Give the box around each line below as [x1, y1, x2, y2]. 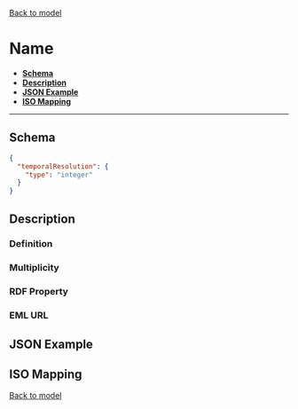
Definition [9, 238, 53, 250]
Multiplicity [9, 262, 59, 274]
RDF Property [9, 286, 69, 298]
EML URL [9, 310, 49, 322]
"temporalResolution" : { [17, 161, 109, 171]
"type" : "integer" [25, 170, 93, 179]
